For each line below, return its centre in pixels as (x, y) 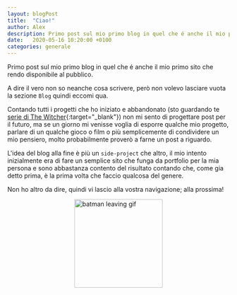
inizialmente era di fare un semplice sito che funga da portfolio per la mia (113, 161)
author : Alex (26, 27)
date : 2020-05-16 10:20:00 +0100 (60, 40)
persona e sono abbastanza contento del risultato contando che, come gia (116, 168)
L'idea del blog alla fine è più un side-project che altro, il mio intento (107, 153)
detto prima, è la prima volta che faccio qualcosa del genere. (96, 175)
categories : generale (39, 47)
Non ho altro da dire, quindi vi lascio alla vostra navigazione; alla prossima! (116, 189)
